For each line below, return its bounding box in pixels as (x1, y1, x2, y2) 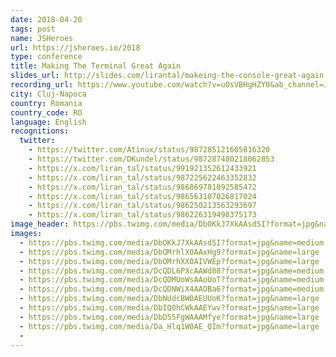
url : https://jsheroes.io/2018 (10, 42, 141, 53)
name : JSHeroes (10, 33, 74, 43)
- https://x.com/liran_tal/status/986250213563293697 (28, 201, 257, 211)
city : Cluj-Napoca (10, 89, 87, 99)
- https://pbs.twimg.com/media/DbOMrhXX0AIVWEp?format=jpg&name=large (19, 256, 320, 266)
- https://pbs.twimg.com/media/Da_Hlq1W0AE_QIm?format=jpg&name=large (19, 321, 320, 331)
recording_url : (10, 80, 74, 90)
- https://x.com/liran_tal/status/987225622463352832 (28, 172, 257, 183)
